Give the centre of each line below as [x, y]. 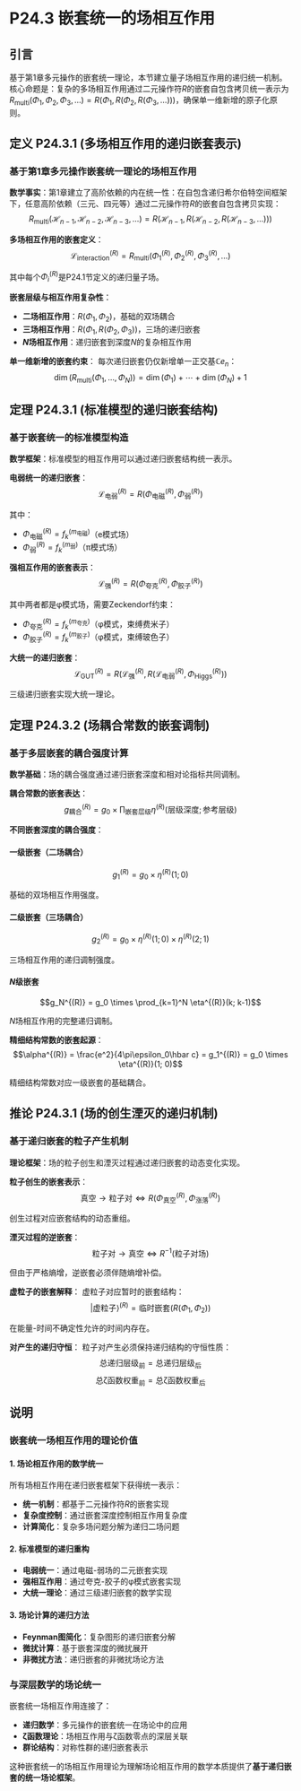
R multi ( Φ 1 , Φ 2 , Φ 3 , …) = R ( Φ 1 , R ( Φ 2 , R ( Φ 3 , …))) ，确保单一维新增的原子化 [140, 101]
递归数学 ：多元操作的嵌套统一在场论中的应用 [105, 1725]
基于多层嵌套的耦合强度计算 [69, 752]
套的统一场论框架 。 [45, 1778]
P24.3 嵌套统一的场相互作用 [112, 18]
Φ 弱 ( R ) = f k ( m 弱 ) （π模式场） [72, 547]
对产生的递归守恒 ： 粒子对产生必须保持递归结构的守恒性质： [120, 1347]
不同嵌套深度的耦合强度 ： [56, 830]
